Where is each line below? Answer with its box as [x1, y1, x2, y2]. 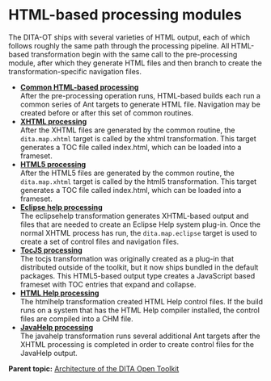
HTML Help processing [19, 288, 100, 298]
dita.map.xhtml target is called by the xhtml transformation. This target [19, 133, 256, 143]
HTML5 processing [19, 159, 87, 169]
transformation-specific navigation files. [8, 66, 142, 76]
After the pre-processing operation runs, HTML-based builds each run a [19, 90, 261, 100]
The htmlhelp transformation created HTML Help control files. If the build [19, 296, 264, 306]
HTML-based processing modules [8, 6, 243, 24]
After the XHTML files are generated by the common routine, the [19, 125, 235, 135]
